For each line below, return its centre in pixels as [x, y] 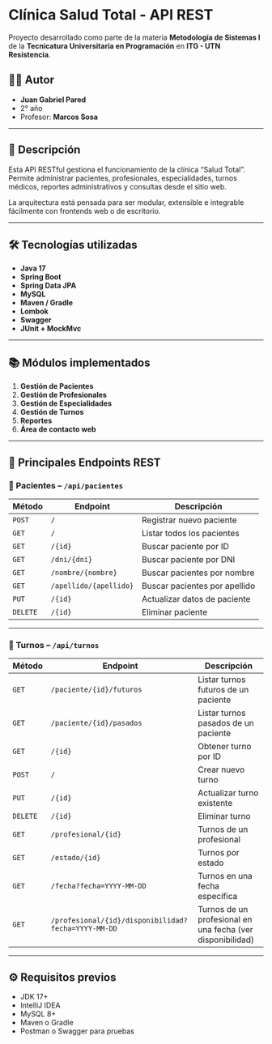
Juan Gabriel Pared [53, 100]
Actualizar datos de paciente [196, 599]
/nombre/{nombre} [84, 572]
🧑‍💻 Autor [32, 80]
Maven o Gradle [47, 1022]
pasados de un [226, 723]
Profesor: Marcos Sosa [59, 117]
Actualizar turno [228, 793]
